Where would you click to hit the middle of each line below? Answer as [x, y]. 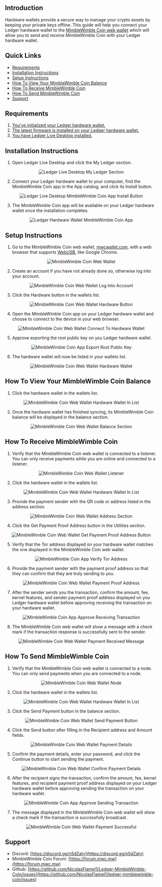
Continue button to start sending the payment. [58, 759]
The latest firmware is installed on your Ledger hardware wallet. [75, 130]
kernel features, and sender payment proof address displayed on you [81, 597]
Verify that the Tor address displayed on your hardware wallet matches [83, 544]
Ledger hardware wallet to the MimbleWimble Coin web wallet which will [77, 30]
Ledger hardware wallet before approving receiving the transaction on [82, 603]
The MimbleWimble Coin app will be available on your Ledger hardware [83, 206]
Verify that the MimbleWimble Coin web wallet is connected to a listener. [84, 453]
